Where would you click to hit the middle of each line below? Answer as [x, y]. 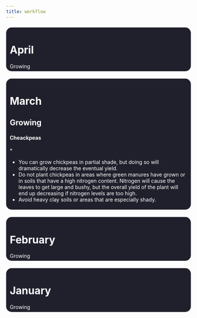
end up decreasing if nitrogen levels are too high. [78, 193]
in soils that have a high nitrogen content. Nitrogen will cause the [97, 181]
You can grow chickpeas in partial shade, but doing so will [89, 162]
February [33, 240]
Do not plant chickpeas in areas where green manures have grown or [102, 175]
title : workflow [26, 11]
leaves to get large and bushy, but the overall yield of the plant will [98, 187]
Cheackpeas [26, 138]
